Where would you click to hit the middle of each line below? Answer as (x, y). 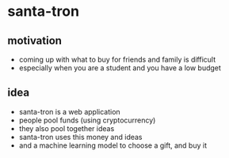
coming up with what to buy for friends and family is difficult (117, 59)
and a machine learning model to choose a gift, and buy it (113, 145)
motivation (35, 41)
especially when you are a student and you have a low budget (120, 68)
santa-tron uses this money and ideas (81, 137)
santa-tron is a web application (69, 111)
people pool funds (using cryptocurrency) (87, 120)
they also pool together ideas (67, 128)
